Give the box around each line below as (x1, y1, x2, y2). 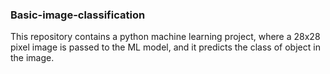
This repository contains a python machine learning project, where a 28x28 (10, 31, 321, 43)
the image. (10, 52, 55, 64)
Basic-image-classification (10, 8, 146, 22)
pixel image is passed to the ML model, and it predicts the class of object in (10, 41, 321, 53)
